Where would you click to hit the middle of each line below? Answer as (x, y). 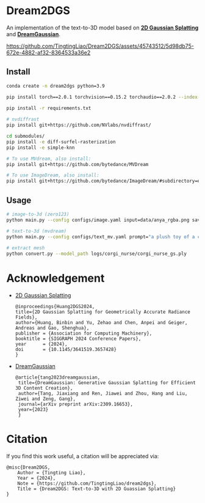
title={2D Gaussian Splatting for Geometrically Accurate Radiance (103, 312)
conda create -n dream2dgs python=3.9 (56, 86)
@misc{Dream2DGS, (28, 467)
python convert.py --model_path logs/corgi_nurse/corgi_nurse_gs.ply (97, 254)
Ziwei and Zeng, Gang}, (45, 399)
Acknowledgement (56, 278)
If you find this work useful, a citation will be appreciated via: (83, 456)
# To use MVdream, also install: (49, 159)
